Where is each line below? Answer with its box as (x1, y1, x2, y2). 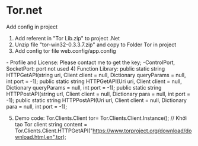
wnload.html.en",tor (14, 133, 63, 140)
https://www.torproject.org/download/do (92, 127, 192, 134)
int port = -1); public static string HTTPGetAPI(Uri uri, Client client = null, (6, 78, 182, 85)
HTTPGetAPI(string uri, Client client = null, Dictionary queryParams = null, (6, 71, 186, 78)
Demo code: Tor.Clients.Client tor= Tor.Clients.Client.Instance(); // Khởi (14, 114, 187, 122)
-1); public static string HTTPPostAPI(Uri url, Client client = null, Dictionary (6, 96, 187, 104)
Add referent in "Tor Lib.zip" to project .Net (14, 34, 120, 42)
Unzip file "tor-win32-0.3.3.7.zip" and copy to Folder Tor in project (14, 41, 177, 48)
